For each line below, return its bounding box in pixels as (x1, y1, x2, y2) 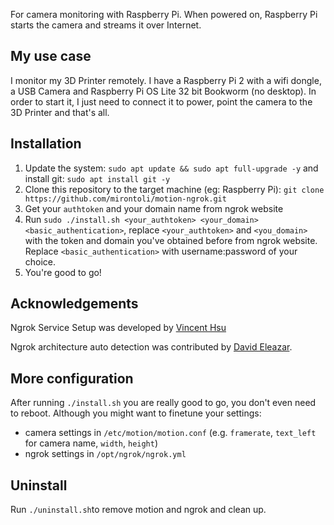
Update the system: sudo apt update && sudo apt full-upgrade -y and (24, 162, 319, 174)
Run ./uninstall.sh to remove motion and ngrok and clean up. (10, 504, 267, 516)
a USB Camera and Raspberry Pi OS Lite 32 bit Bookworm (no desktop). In (10, 85, 317, 97)
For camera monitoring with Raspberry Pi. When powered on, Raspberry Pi (10, 9, 318, 20)
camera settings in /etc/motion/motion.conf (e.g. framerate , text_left (24, 427, 317, 439)
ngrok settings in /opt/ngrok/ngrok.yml (24, 448, 187, 460)
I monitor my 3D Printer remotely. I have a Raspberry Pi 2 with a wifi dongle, (10, 74, 322, 86)
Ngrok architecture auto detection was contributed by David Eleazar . (10, 341, 293, 353)
